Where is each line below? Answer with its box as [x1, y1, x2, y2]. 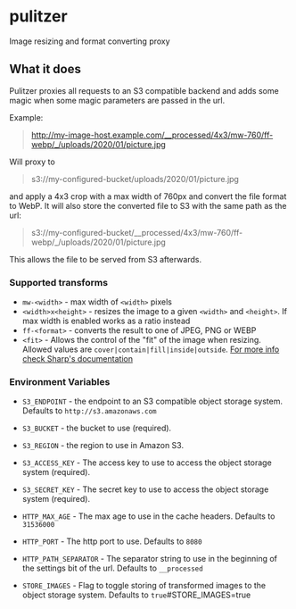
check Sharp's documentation [21, 354, 134, 364]
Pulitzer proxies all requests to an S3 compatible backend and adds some [9, 85, 279, 96]
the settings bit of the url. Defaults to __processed [21, 563, 203, 573]
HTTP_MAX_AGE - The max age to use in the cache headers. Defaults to [21, 511, 275, 521]
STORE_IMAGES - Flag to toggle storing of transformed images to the [21, 580, 267, 591]
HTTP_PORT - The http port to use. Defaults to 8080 [21, 536, 202, 546]
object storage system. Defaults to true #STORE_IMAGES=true [21, 589, 251, 600]
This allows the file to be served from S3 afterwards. [9, 254, 202, 264]
